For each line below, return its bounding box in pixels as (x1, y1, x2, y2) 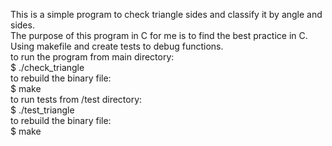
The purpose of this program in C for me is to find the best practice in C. (10, 30, 308, 41)
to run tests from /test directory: (10, 94, 143, 105)
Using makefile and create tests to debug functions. (10, 40, 224, 52)
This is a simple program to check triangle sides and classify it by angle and (10, 9, 323, 20)
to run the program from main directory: (10, 51, 175, 63)
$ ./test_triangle (10, 104, 75, 116)
